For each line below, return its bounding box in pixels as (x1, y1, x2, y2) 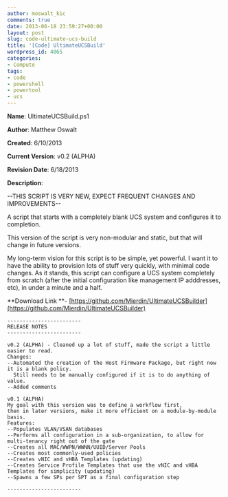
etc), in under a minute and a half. (7, 284, 102, 291)
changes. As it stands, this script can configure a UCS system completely (7, 269, 215, 277)
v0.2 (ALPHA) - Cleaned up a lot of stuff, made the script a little (7, 341, 211, 348)
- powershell (7, 81, 45, 87)
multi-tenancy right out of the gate (7, 438, 115, 445)
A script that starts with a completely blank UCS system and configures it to (7, 213, 222, 221)
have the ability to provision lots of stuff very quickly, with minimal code (7, 262, 210, 269)
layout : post (7, 29, 45, 36)
